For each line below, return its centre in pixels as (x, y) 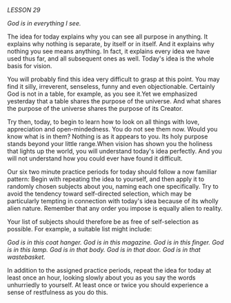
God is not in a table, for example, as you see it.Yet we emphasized (102, 94)
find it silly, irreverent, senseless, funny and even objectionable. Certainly (111, 86)
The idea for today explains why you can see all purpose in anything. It (108, 36)
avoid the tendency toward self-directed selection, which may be (99, 194)
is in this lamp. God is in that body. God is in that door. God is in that (104, 250)
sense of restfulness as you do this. (58, 292)
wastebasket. (27, 257)
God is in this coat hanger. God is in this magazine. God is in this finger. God (115, 242)
